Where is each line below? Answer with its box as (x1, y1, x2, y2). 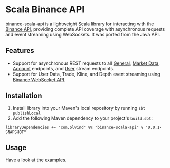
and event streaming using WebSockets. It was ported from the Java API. (5, 31, 160, 38)
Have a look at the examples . (5, 157, 67, 163)
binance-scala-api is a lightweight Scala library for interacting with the (5, 21, 154, 27)
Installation (5, 91, 42, 100)
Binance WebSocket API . (12, 76, 66, 83)
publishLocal (12, 110, 41, 116)
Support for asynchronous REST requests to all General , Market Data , (12, 60, 160, 66)
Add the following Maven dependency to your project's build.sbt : (12, 115, 153, 121)
